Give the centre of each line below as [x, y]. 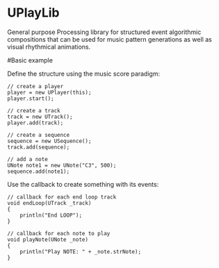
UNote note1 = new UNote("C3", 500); [62, 165]
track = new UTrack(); [40, 117]
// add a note [28, 159]
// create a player [35, 86]
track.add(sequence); [39, 147]
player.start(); [31, 99]
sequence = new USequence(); [49, 141]
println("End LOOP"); [51, 215]
